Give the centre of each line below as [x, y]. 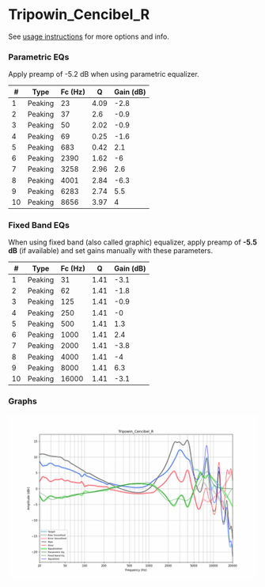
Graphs [23, 401]
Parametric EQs [39, 57]
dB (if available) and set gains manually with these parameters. [111, 251]
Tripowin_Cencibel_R [79, 15]
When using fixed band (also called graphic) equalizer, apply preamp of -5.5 [132, 242]
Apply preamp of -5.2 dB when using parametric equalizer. [104, 74]
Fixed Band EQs [39, 225]
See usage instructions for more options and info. [89, 36]
